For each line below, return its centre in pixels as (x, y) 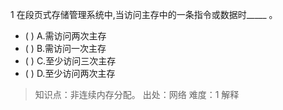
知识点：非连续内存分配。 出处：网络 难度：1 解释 (137, 94)
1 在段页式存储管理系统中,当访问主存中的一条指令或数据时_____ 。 (144, 14)
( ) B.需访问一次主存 (65, 48)
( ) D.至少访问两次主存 (70, 73)
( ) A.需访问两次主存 (65, 36)
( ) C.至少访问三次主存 (70, 61)
